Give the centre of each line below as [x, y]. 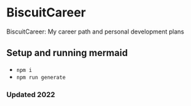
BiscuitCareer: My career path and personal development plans [95, 31]
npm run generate [41, 77]
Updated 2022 [31, 94]
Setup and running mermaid [67, 53]
